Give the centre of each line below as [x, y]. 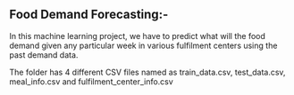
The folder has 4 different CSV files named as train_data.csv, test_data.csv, [147, 72]
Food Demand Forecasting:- [89, 15]
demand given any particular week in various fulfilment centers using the [143, 45]
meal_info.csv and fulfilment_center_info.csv [92, 81]
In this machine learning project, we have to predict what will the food [138, 36]
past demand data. [44, 55]
